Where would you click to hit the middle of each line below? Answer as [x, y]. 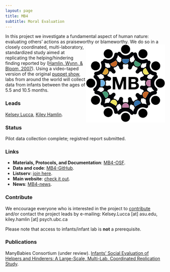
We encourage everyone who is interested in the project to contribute [78, 208]
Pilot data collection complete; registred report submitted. [65, 138]
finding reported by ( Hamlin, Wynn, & [44, 63]
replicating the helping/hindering [39, 58]
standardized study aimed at [35, 53]
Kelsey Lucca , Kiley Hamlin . [34, 114]
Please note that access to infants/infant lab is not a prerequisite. [73, 229]
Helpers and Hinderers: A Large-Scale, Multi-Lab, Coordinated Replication [83, 258]
